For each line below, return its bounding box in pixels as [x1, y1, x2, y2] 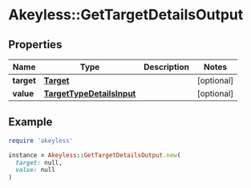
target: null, [15, 158, 63, 166]
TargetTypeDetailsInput [43, 88, 136, 99]
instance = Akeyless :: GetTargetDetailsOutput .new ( [8, 151, 181, 159]
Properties [8, 38, 63, 51]
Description [143, 62, 190, 72]
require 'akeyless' [8, 137, 74, 145]
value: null [15, 166, 56, 174]
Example [8, 115, 53, 129]
